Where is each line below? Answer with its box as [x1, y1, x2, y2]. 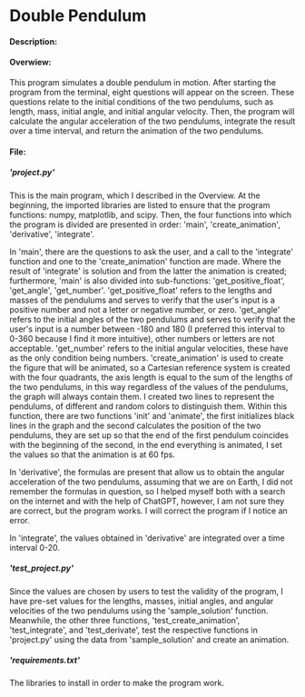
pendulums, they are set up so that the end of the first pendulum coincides [9, 429, 289, 441]
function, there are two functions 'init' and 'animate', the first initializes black [9, 410, 295, 421]
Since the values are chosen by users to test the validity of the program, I [9, 585, 283, 596]
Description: [9, 35, 57, 46]
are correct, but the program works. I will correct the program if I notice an [9, 505, 288, 516]
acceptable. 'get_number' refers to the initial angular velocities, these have [9, 343, 289, 353]
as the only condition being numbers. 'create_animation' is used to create [9, 352, 284, 363]
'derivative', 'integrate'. [9, 228, 95, 239]
